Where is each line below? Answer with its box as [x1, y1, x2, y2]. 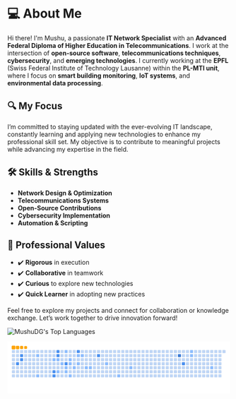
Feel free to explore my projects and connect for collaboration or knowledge [7, 306, 230, 315]
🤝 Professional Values [7, 239, 106, 251]
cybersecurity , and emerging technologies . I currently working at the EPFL [7, 56, 229, 64]
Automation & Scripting [17, 218, 88, 227]
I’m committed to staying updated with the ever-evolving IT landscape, [7, 122, 213, 131]
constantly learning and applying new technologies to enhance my [7, 130, 201, 138]
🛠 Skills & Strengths [7, 167, 99, 179]
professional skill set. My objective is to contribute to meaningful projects [7, 137, 220, 145]
